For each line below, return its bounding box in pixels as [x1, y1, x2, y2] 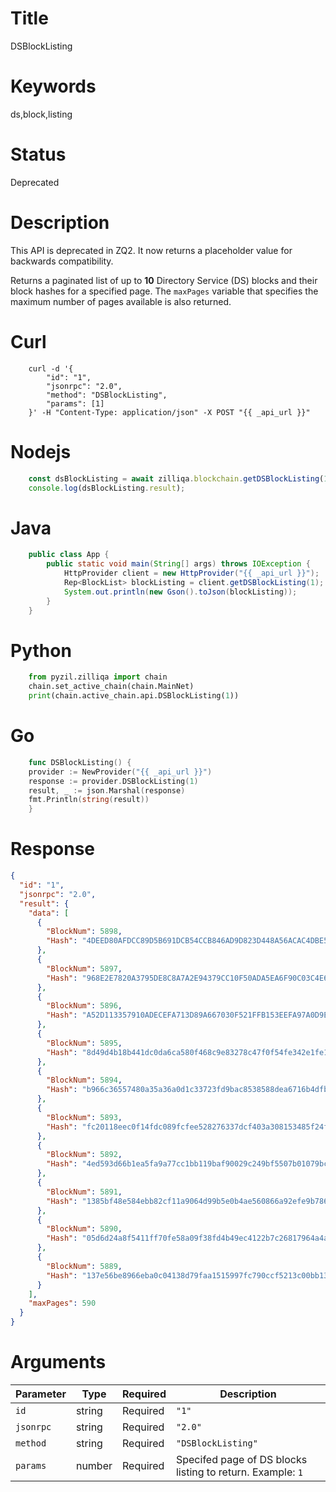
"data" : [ [28, 908, 70, 918]
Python [10, 639, 72, 662]
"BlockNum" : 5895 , [46, 1038, 123, 1048]
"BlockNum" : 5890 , [46, 1224, 123, 1234]
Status [10, 143, 67, 166]
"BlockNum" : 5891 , [46, 1187, 123, 1197]
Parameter [15, 1387, 67, 1401]
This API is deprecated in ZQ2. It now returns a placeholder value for [10, 244, 293, 256]
